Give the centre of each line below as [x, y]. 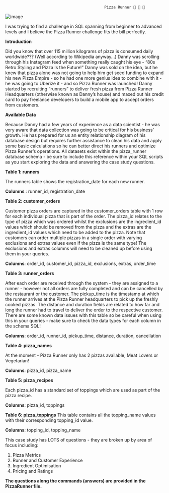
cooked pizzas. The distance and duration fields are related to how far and [82, 305]
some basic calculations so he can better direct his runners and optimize [80, 146]
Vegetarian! [17, 361]
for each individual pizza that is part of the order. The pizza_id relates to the [84, 216]
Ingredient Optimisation [37, 466]
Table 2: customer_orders [33, 201]
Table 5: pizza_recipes [29, 380]
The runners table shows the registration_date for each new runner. [75, 181]
